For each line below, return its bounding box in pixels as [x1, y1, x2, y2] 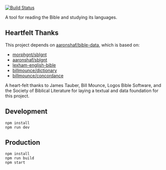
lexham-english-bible [12, 62, 56, 68]
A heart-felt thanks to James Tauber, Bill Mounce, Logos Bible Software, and [5, 82, 162, 88]
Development [5, 107, 48, 116]
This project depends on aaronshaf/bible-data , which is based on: [5, 42, 140, 48]
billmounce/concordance [12, 73, 63, 79]
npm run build [5, 156, 35, 161]
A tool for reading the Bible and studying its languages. [5, 14, 117, 20]
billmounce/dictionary [12, 67, 57, 73]
